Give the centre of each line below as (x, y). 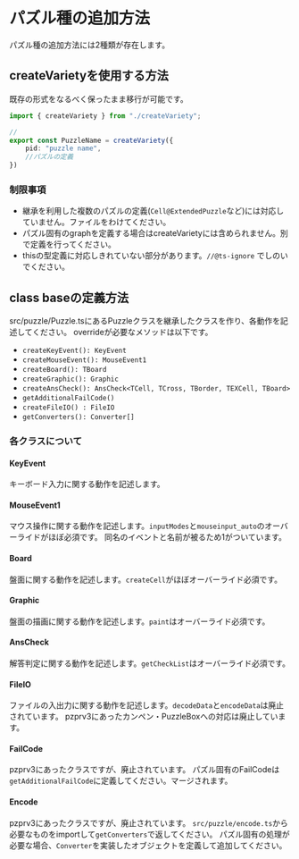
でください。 (46, 267)
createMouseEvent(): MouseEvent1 (84, 360)
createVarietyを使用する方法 (89, 76)
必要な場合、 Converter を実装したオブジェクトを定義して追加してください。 (148, 845)
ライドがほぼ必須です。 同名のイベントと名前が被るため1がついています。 (152, 537)
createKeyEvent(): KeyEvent (74, 351)
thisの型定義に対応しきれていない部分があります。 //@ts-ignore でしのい (155, 256)
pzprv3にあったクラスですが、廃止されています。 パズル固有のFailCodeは (145, 770)
